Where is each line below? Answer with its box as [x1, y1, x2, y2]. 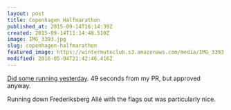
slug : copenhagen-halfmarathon [7, 42, 98, 49]
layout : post [7, 10, 45, 17]
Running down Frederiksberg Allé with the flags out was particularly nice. [7, 95, 216, 103]
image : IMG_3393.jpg [7, 36, 67, 43]
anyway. [7, 81, 31, 90]
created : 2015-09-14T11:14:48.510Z [7, 29, 110, 37]
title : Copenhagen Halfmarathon [7, 17, 100, 24]
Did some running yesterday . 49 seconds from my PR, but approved [7, 74, 201, 82]
